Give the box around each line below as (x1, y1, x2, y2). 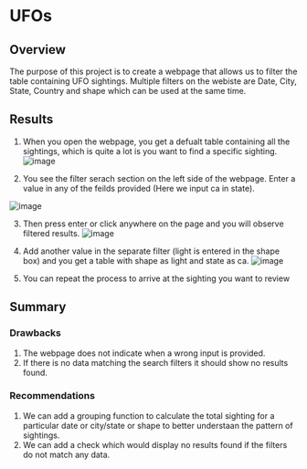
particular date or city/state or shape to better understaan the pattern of (22, 420, 294, 431)
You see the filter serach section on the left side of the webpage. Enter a (22, 172, 296, 183)
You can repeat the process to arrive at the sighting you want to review (22, 273, 291, 284)
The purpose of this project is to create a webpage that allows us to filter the (9, 66, 298, 77)
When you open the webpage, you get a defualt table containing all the (22, 136, 291, 147)
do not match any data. (22, 449, 111, 460)
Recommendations (9, 390, 96, 402)
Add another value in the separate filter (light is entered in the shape (22, 245, 281, 256)
